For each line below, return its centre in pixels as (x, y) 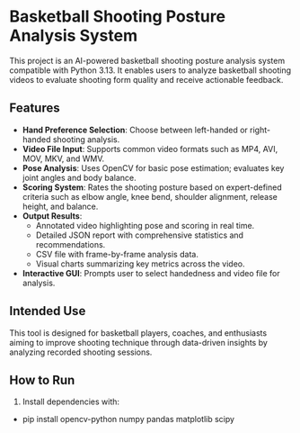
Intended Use (48, 311)
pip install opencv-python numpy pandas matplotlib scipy (128, 419)
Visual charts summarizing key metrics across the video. (140, 264)
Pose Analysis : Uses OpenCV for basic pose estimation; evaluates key (153, 167)
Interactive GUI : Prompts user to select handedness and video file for (151, 273)
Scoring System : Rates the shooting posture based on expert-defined (152, 187)
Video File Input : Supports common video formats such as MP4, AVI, (150, 149)
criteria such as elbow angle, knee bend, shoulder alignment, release (150, 196)
